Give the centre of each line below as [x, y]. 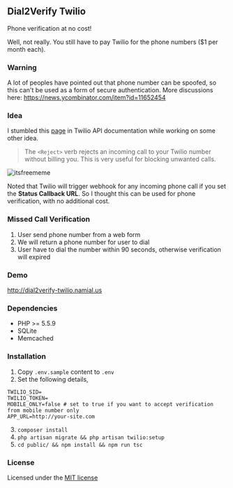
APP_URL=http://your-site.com [51, 416]
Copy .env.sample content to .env [66, 372]
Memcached [35, 338]
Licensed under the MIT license [53, 478]
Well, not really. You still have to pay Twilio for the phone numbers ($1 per [113, 42]
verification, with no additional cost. [59, 201]
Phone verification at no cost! [50, 28]
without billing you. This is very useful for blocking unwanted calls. [120, 159]
